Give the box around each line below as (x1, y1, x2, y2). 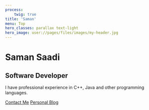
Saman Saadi (5, 52, 60, 63)
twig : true (14, 12, 37, 17)
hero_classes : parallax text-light (5, 26, 79, 31)
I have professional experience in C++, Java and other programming (5, 85, 145, 90)
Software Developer (5, 71, 68, 80)
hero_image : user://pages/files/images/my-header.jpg (5, 30, 119, 35)
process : (5, 7, 23, 12)
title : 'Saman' (5, 16, 37, 21)
